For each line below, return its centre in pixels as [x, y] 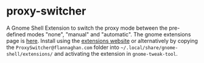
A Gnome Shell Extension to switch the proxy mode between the [87, 28]
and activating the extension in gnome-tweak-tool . [116, 53]
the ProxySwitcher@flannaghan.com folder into [63, 47]
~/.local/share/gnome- [149, 48]
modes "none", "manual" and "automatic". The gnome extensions [109, 34]
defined [16, 34]
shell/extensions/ [30, 54]
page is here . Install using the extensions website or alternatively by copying [102, 41]
